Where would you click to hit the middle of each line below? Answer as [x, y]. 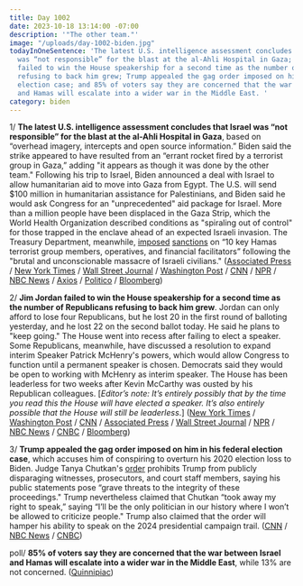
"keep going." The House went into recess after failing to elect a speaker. [145, 336]
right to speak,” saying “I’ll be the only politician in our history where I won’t [149, 507]
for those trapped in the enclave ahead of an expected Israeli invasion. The [149, 233]
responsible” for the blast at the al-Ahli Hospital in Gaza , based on [135, 137]
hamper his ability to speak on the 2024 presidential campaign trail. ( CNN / [148, 526]
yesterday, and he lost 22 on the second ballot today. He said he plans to [145, 326]
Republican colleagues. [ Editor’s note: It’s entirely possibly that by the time [148, 394]
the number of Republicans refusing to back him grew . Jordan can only [144, 307]
